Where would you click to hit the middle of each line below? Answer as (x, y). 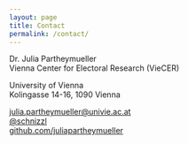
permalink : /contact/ (49, 34)
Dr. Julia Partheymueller (53, 59)
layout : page (33, 17)
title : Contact (37, 26)
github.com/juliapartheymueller (67, 131)
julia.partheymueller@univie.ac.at (70, 112)
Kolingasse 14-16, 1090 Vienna (65, 95)
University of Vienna (47, 86)
